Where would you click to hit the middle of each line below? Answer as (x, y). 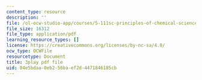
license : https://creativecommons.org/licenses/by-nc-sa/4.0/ (86, 46)
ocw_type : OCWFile (29, 51)
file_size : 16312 (28, 29)
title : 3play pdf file (35, 62)
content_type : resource (36, 12)
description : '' (26, 17)
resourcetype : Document (36, 57)
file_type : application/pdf (41, 34)
